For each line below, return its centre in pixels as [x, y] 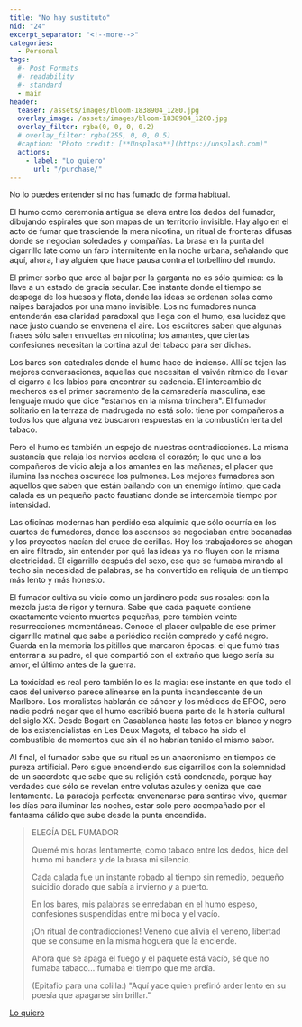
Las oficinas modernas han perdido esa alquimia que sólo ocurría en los [143, 523]
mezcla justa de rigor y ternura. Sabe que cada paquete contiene [130, 608]
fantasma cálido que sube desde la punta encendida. [108, 815]
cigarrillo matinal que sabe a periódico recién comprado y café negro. [139, 636]
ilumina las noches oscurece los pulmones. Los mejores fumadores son [142, 476]
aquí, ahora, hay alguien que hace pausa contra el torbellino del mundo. [143, 260]
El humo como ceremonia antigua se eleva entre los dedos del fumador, [142, 212]
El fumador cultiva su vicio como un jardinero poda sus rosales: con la [139, 598]
